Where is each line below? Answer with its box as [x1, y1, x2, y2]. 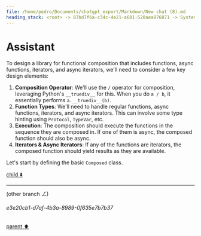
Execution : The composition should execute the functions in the [14, 122, 173, 129]
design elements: [6, 72, 49, 79]
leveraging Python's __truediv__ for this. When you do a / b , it [14, 90, 170, 97]
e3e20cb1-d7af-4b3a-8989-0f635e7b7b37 [6, 204, 114, 212]
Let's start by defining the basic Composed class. [6, 159, 123, 166]
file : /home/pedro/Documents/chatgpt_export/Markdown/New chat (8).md [6, 8, 186, 15]
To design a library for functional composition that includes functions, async [6, 60, 194, 67]
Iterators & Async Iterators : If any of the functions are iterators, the [14, 141, 182, 148]
